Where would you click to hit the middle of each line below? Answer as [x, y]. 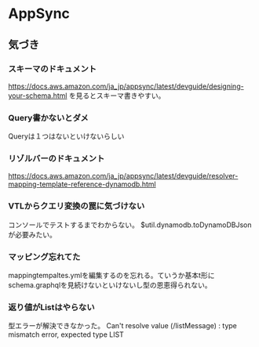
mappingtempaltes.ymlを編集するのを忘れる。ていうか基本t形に [111, 276]
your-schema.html [38, 96]
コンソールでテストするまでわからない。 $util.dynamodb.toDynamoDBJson [130, 225]
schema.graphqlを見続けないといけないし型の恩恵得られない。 [110, 285]
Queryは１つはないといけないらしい [66, 136]
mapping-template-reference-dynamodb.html [82, 184]
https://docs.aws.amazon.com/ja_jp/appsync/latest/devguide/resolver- [123, 176]
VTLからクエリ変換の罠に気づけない [77, 206]
